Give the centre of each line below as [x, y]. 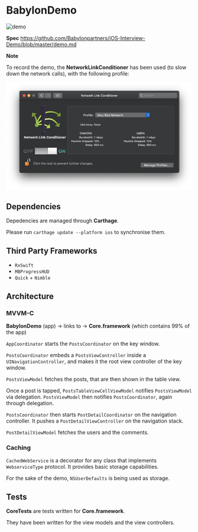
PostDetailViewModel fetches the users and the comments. [77, 432]
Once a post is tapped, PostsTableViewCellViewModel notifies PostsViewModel [99, 390]
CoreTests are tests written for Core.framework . [66, 511]
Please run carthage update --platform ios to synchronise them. [86, 232]
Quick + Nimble [33, 278]
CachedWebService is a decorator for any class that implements [81, 460]
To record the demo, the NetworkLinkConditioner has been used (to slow [96, 67]
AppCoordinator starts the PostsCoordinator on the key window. [83, 343]
